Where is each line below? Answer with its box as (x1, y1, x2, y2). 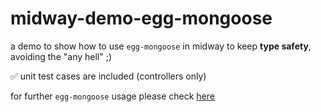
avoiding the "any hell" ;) (10, 50, 113, 62)
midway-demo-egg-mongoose (10, 7, 273, 30)
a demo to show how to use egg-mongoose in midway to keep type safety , (10, 40, 312, 52)
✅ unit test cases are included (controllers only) (10, 70, 207, 82)
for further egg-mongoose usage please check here (10, 90, 215, 102)
